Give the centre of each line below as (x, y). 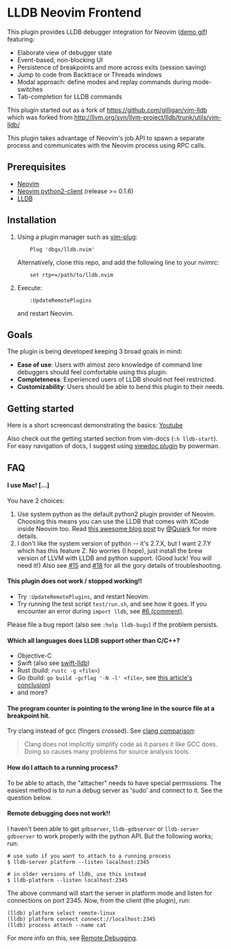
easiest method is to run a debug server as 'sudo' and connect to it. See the (115, 790)
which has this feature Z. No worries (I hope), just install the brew (110, 550)
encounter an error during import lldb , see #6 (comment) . (100, 611)
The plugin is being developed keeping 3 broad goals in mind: (95, 352)
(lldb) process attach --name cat (57, 925)
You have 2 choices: (36, 500)
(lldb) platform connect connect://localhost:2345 (81, 919)
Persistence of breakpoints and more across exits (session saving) (112, 67)
